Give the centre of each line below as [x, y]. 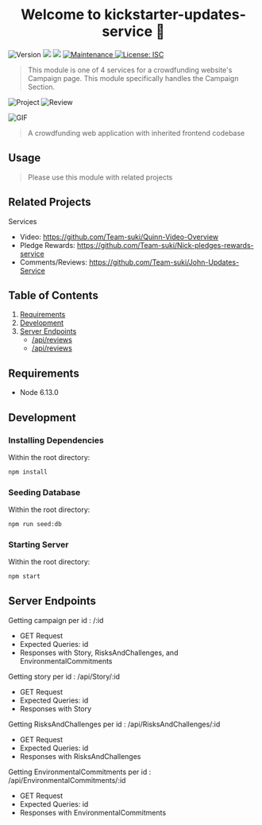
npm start [25, 577]
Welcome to [61, 15]
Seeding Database [44, 492]
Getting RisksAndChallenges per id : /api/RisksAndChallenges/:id [114, 724]
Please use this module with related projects [100, 177]
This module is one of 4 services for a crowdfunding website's [130, 70]
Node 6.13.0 [39, 393]
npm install [28, 472]
